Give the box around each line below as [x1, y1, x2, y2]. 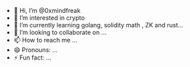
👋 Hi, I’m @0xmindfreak [13, 7, 81, 14]
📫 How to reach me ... [13, 36, 78, 44]
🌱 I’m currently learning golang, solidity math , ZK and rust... [13, 21, 184, 29]
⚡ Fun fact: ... [13, 53, 51, 62]
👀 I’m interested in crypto [13, 14, 85, 22]
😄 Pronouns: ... [13, 46, 58, 54]
